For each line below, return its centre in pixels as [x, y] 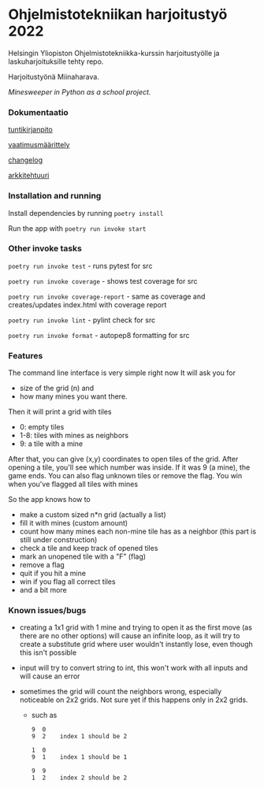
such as [44, 716]
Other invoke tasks [45, 248]
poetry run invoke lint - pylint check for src [82, 320]
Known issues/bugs [47, 611]
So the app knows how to [49, 500]
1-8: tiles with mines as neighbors [74, 436]
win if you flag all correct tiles [67, 582]
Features [26, 355]
